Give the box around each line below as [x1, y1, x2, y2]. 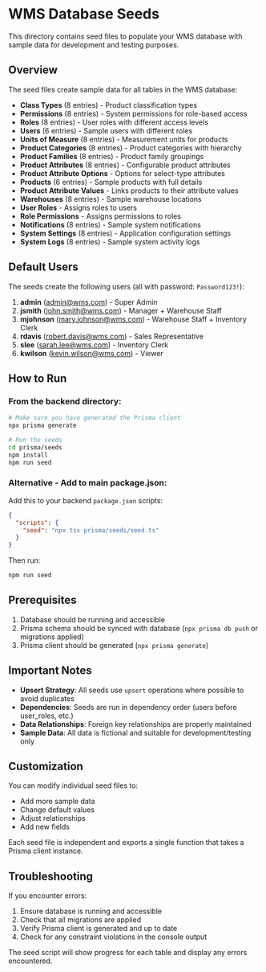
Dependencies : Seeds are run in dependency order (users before [19, 702, 238, 712]
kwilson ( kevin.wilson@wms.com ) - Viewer [19, 348, 164, 358]
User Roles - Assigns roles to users [19, 203, 138, 212]
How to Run [8, 371, 67, 385]
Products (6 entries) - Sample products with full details [19, 177, 203, 187]
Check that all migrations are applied [19, 915, 142, 925]
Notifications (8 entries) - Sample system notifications [19, 219, 202, 229]
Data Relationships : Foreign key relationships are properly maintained [19, 719, 252, 728]
